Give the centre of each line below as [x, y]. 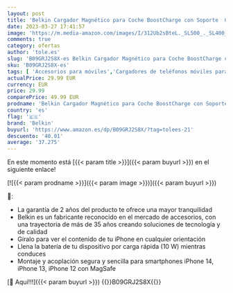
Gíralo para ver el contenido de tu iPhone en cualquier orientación [111, 239]
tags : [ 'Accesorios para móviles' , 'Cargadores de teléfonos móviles [110, 71]
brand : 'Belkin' [31, 123]
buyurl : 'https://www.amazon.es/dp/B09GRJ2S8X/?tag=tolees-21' [101, 130]
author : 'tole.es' [34, 53]
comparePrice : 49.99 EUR [43, 98]
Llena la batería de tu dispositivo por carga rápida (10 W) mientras [111, 247]
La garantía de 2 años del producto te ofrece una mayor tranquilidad [115, 210]
